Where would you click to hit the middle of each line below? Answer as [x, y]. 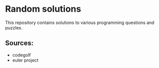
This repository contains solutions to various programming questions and [80, 23]
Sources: [19, 43]
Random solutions [43, 9]
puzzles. [14, 27]
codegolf [22, 55]
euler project [25, 60]
